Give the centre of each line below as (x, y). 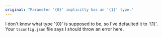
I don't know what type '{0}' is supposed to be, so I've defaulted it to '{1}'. (82, 24)
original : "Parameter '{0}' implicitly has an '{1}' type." (70, 10)
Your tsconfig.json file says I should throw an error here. (65, 29)
